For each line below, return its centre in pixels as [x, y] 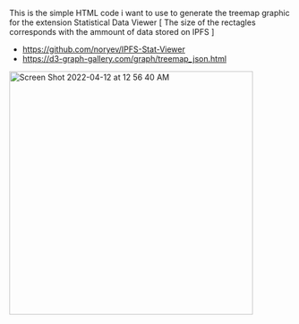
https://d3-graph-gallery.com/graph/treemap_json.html [124, 59]
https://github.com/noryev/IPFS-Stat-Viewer [104, 49]
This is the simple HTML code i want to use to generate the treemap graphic [149, 13]
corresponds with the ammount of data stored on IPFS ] [112, 32]
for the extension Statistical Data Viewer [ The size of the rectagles [133, 22]
